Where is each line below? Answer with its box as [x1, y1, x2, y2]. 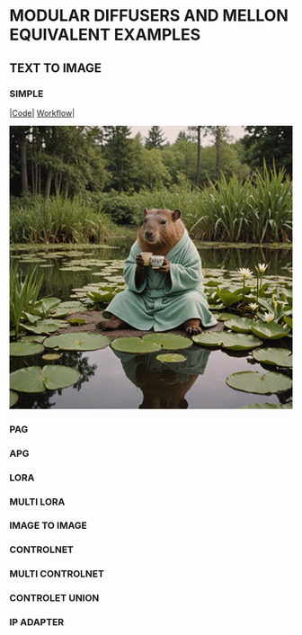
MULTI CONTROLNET [9, 568, 105, 580]
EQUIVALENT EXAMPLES [9, 24, 201, 45]
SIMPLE [9, 87, 44, 100]
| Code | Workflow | [9, 107, 75, 118]
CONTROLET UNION [9, 592, 100, 604]
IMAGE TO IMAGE [9, 519, 87, 532]
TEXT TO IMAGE [9, 60, 102, 76]
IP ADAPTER [9, 616, 65, 629]
